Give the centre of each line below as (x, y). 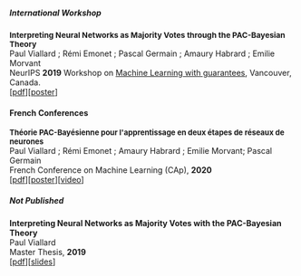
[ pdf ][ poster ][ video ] (47, 180)
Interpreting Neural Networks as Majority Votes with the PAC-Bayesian (146, 224)
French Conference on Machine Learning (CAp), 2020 (111, 170)
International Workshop (55, 13)
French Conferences (49, 112)
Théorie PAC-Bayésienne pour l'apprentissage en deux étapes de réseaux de (147, 133)
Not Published (37, 200)
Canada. (25, 82)
